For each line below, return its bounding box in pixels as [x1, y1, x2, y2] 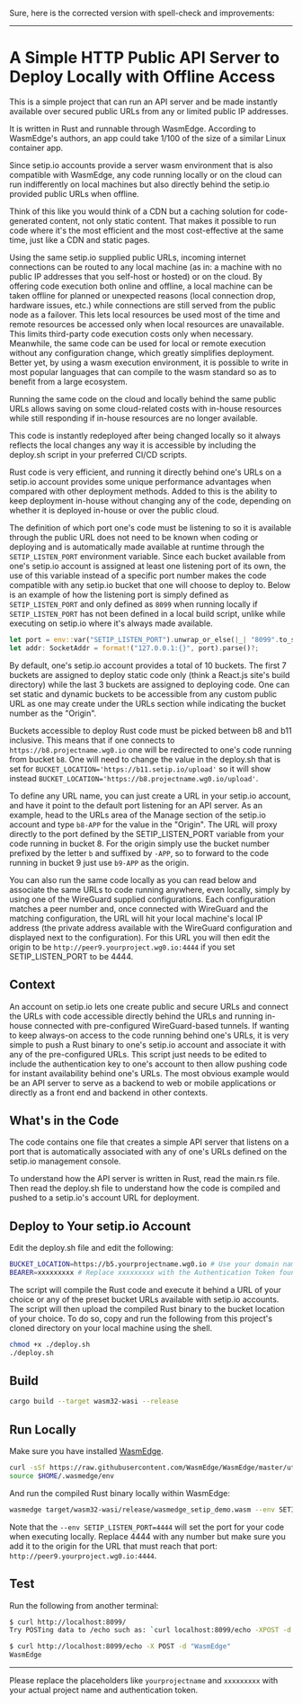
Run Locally [9, 1422, 76, 1437]
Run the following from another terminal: [9, 1600, 159, 1610]
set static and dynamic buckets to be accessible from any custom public [9, 688, 278, 700]
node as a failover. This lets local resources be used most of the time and [9, 309, 280, 320]
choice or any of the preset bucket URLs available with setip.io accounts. [9, 1294, 280, 1305]
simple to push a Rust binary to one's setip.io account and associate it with [9, 1039, 286, 1050]
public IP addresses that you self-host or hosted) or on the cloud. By [9, 271, 263, 281]
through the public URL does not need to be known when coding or [9, 531, 259, 542]
